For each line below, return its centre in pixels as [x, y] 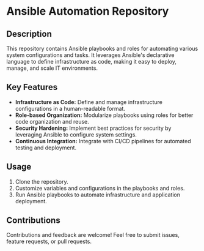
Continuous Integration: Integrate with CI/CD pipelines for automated [103, 141]
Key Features [32, 87]
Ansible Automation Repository [88, 11]
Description [29, 34]
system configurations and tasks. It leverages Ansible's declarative [90, 55]
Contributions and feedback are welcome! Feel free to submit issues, [93, 235]
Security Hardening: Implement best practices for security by [93, 128]
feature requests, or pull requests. [49, 242]
